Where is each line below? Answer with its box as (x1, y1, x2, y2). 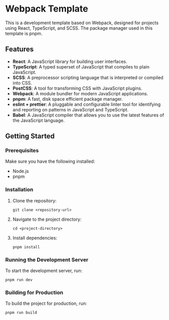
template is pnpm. (5, 30, 43, 36)
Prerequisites (5, 147, 39, 154)
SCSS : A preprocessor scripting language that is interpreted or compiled (12, 74, 163, 81)
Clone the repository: (12, 198, 57, 204)
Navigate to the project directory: (12, 216, 82, 222)
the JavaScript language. (12, 117, 65, 123)
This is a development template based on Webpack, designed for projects (5, 20, 159, 26)
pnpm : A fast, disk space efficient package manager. (12, 96, 123, 102)
